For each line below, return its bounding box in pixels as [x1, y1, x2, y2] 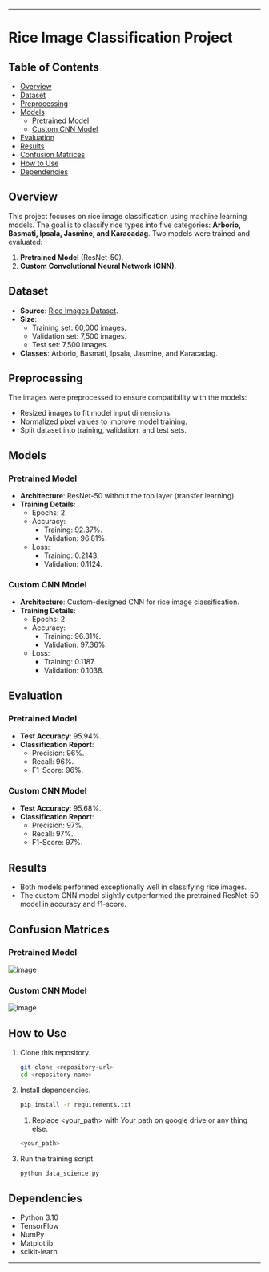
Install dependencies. [19, 1085, 91, 1095]
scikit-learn [19, 1247, 58, 1257]
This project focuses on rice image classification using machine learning [8, 211, 247, 221]
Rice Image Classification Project [8, 29, 234, 47]
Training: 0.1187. [43, 657, 96, 667]
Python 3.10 [19, 1213, 58, 1222]
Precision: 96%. [31, 748, 85, 758]
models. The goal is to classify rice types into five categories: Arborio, [8, 220, 242, 230]
